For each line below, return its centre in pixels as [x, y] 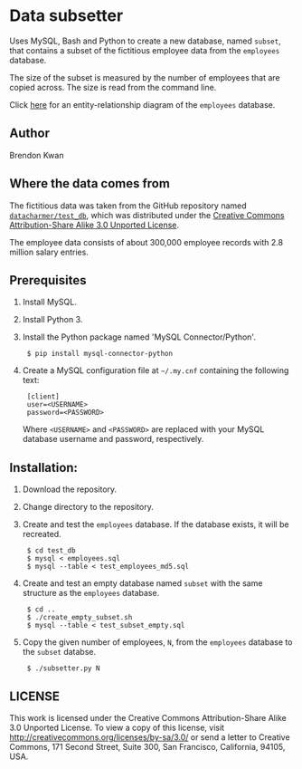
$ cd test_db [51, 551]
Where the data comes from [90, 183]
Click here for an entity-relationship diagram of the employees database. [142, 104]
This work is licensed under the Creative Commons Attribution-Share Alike [148, 718]
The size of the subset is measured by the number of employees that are [145, 77]
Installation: [44, 467]
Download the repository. [70, 489]
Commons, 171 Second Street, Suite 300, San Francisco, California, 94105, [147, 747]
